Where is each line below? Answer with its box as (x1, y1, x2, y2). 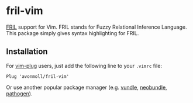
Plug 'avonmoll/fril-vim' (6, 73, 69, 80)
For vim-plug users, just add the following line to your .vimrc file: (6, 62, 163, 69)
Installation (6, 47, 48, 57)
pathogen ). (6, 90, 33, 97)
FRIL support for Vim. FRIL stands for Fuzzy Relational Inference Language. (6, 23, 187, 30)
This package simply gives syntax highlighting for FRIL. (6, 29, 139, 36)
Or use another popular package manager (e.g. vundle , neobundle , (6, 84, 168, 91)
